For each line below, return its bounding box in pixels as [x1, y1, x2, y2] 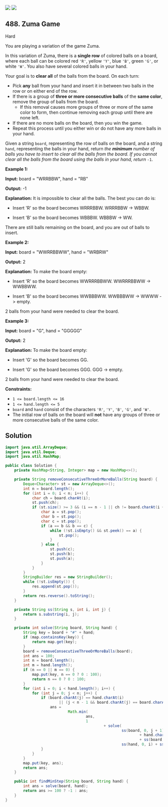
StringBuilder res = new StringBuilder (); [23, 574, 113, 580]
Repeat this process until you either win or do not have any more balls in [12, 125, 161, 131]
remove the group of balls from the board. [12, 98, 99, 105]
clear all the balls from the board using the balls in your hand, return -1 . [5, 156, 153, 162]
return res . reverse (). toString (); [23, 593, 95, 598]
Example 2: [5, 239, 29, 245]
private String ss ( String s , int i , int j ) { [14, 607, 111, 612]
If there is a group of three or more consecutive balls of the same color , [12, 93, 162, 99]
